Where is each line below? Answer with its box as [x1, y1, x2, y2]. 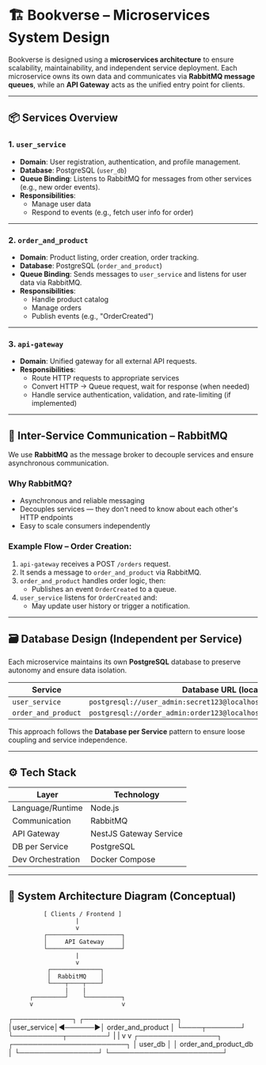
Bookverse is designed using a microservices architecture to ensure [8, 55, 234, 64]
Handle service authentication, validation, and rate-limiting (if [31, 390, 231, 400]
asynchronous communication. [8, 458, 109, 468]
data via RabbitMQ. [19, 278, 82, 287]
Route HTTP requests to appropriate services [31, 373, 180, 383]
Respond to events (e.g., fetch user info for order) [31, 207, 194, 217]
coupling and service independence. [8, 735, 128, 745]
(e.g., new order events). [19, 182, 101, 191]
